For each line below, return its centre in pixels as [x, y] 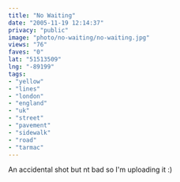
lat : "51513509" [35, 60]
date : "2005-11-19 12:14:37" [56, 23]
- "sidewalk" [30, 132]
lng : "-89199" [32, 67]
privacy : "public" [38, 30]
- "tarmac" [26, 147]
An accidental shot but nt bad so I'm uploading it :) [90, 169]
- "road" [22, 140]
